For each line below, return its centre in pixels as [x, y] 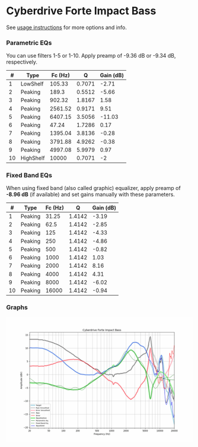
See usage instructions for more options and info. [67, 27]
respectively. [22, 62]
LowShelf [32, 84]
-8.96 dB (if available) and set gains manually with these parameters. [90, 195]
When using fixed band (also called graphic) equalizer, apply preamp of [93, 188]
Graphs [17, 307]
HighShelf [33, 158]
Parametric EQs [29, 43]
